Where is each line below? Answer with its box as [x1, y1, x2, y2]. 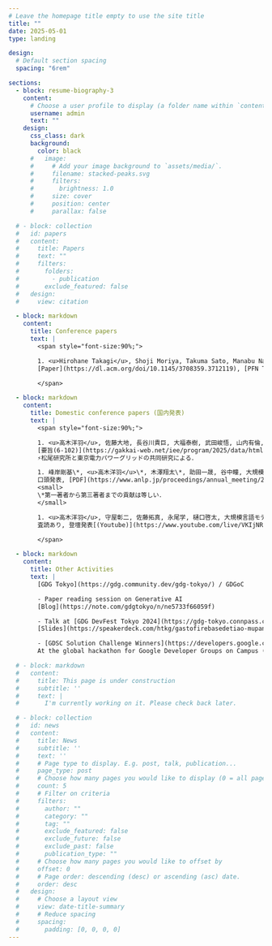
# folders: [15, 267, 74, 275]
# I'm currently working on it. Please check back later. [15, 699, 237, 707]
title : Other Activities [29, 565, 114, 573]
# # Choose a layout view [15, 895, 117, 904]
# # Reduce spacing [15, 910, 96, 918]
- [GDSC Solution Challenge [37, 639, 132, 648]
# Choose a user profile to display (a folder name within [29, 102, 233, 110]
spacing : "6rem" [15, 64, 70, 73]
